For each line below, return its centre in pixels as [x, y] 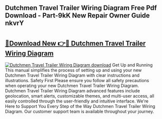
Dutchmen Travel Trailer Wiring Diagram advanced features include [72, 91]
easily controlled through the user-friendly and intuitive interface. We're [77, 101]
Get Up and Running [133, 65]
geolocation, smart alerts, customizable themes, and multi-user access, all [80, 96]
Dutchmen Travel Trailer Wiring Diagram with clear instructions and [72, 75]
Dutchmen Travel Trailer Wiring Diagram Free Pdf [81, 8]
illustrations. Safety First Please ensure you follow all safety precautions [77, 80]
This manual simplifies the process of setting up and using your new [73, 70]
